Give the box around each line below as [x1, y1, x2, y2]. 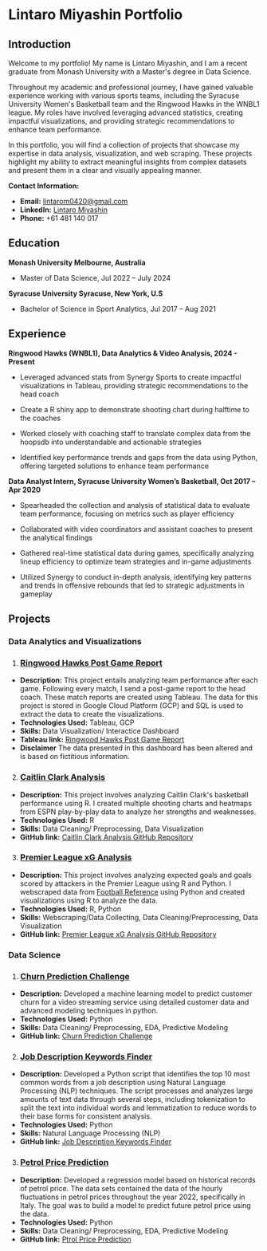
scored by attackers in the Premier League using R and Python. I [19, 879, 231, 888]
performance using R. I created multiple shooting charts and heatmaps [19, 798, 253, 808]
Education [8, 237, 61, 250]
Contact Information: [8, 181, 80, 191]
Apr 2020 [8, 485, 41, 494]
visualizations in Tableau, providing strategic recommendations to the [19, 380, 249, 390]
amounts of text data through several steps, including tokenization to [19, 1095, 245, 1104]
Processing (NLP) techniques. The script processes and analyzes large [19, 1086, 253, 1096]
